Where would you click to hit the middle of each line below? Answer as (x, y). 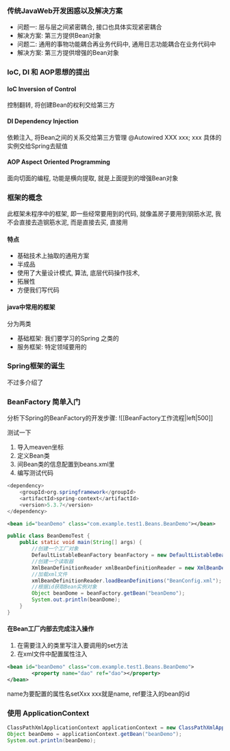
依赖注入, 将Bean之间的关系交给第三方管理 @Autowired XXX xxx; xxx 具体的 (114, 137)
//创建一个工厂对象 (55, 549)
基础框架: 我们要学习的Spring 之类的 (68, 338)
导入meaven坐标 (40, 447)
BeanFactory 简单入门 (44, 402)
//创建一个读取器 (53, 561)
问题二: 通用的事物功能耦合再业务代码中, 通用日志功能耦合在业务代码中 (116, 44)
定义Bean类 (33, 456)
